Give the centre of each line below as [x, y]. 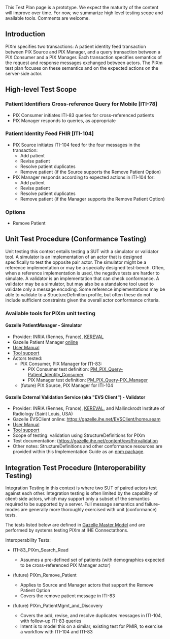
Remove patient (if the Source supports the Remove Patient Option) [91, 172]
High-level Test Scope [41, 89]
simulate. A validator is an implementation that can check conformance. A [82, 278]
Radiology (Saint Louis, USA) [43, 414]
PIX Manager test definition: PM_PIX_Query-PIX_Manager [88, 380]
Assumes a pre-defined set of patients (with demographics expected [92, 560]
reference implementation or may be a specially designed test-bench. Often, [85, 267]
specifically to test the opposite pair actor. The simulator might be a [76, 262]
